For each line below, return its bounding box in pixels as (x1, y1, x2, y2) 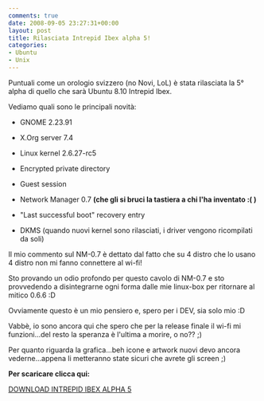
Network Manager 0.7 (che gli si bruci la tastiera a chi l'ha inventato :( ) (19, 195, 257, 204)
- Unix (8, 57, 30, 65)
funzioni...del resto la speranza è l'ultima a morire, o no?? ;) (8, 329, 203, 339)
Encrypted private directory (19, 163, 111, 173)
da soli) (19, 234, 45, 243)
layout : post (8, 26, 52, 34)
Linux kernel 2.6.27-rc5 (19, 148, 97, 158)
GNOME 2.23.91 (19, 117, 73, 127)
